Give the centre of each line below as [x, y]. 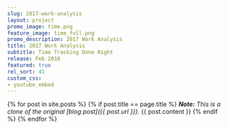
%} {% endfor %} [32, 119]
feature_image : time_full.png [51, 33]
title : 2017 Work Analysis [46, 46]
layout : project [31, 20]
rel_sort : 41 [26, 71]
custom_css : [24, 78]
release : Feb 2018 [34, 59]
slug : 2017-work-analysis [44, 14]
